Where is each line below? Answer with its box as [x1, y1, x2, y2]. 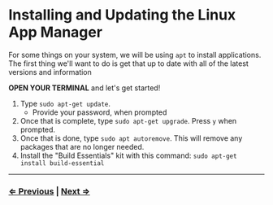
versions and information [8, 67, 92, 76]
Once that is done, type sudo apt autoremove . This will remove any [19, 133, 243, 143]
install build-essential [19, 159, 105, 168]
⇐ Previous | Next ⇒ [8, 185, 91, 197]
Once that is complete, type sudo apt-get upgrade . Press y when [19, 116, 237, 125]
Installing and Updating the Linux [8, 6, 236, 24]
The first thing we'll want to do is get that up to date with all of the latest [8, 59, 249, 68]
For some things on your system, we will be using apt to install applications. [8, 50, 262, 59]
